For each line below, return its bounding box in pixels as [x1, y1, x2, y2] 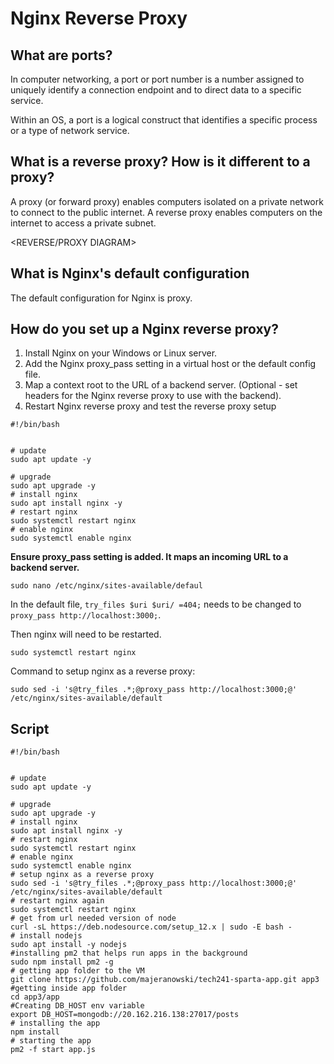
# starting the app [10, 1036, 92, 1046]
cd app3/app [10, 992, 60, 1002]
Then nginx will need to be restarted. [10, 628, 162, 641]
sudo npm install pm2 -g [10, 957, 114, 967]
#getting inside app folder [10, 983, 128, 994]
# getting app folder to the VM [10, 966, 145, 976]
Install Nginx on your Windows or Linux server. [24, 347, 218, 359]
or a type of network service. [10, 125, 130, 136]
